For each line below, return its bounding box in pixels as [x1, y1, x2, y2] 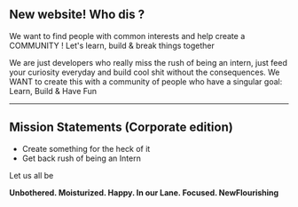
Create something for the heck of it [21, 143, 151, 154]
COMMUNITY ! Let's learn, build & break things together [9, 40, 215, 51]
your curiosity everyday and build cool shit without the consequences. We [9, 67, 280, 77]
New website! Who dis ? [9, 7, 145, 22]
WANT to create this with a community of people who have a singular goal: [9, 76, 283, 87]
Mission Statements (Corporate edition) [9, 120, 233, 135]
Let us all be [9, 170, 54, 180]
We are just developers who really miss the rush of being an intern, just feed [9, 57, 288, 68]
